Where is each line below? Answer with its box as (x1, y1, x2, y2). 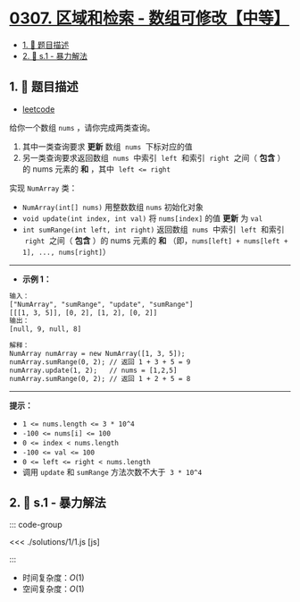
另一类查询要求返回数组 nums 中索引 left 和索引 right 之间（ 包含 (21, 152, 276, 163)
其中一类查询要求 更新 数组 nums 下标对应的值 (21, 140, 194, 152)
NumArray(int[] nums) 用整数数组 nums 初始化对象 (21, 201, 204, 212)
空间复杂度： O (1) (21, 583, 85, 595)
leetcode (21, 104, 55, 114)
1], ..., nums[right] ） (21, 246, 111, 257)
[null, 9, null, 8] (9, 325, 82, 334)
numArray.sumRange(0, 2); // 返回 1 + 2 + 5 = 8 (9, 374, 191, 383)
